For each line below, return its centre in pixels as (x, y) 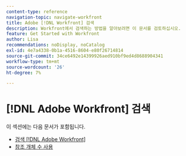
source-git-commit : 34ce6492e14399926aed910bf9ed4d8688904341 (85, 56)
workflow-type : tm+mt (33, 61)
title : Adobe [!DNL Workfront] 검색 (50, 23)
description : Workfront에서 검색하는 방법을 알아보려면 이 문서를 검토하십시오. (94, 28)
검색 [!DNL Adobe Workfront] (50, 139)
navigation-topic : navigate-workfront (54, 17)
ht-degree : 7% (24, 73)
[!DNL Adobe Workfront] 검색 (78, 109)
